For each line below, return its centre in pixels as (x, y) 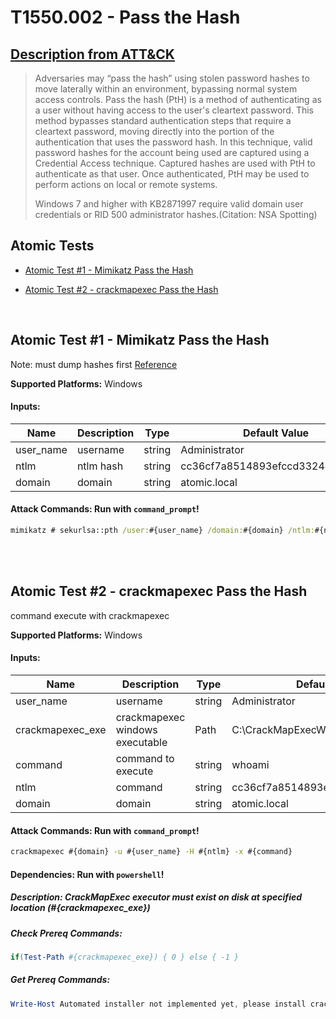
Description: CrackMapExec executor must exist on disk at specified (156, 897)
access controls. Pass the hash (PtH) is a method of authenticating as (178, 99)
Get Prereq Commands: (60, 980)
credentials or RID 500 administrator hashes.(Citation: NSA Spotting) (176, 214)
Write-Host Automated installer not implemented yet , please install (158, 1004)
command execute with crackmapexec (90, 615)
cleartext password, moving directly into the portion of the (154, 131)
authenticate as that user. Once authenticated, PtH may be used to (172, 174)
